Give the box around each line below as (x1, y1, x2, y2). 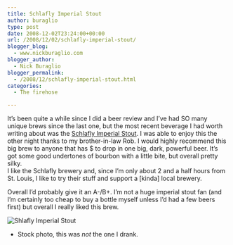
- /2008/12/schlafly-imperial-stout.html (13, 75, 137, 83)
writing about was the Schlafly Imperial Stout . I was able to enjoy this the (7, 130, 218, 138)
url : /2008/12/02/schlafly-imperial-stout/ (7, 37, 137, 44)
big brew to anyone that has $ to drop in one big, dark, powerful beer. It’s (7, 144, 218, 153)
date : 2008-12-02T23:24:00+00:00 (7, 30, 105, 37)
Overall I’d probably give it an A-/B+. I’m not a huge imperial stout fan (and (7, 188, 222, 196)
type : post (7, 23, 39, 30)
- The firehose (13, 89, 58, 96)
